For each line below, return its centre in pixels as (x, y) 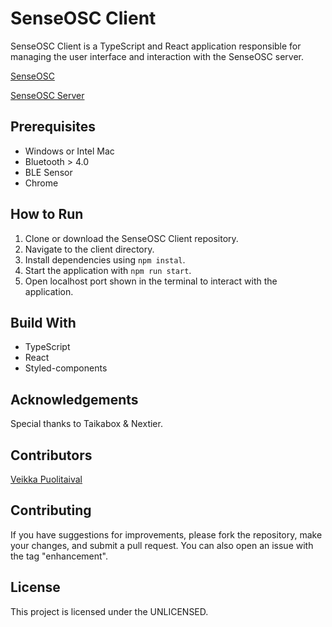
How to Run (47, 214)
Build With (43, 322)
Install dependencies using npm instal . (105, 259)
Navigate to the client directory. (89, 249)
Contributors (51, 455)
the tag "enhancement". (59, 556)
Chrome (41, 183)
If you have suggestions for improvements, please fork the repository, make (166, 534)
